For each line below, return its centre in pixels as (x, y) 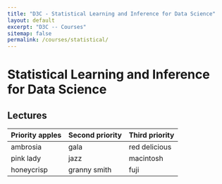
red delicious (150, 147)
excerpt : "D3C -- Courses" (47, 27)
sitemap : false (30, 33)
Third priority (152, 136)
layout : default (31, 20)
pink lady (26, 159)
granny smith (90, 170)
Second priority (95, 136)
